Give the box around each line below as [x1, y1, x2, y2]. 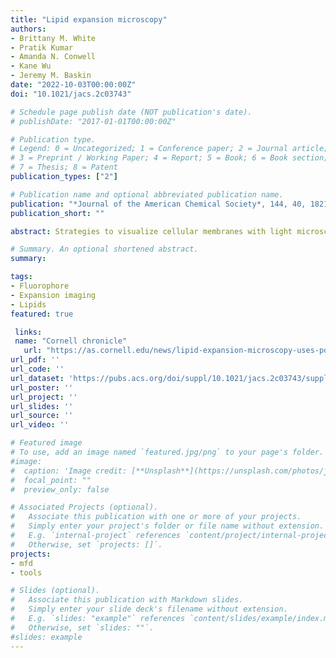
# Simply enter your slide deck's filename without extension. [10, 604, 288, 615]
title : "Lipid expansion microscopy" [10, 14, 168, 25]
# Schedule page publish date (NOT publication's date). [10, 107, 253, 117]
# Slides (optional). [10, 586, 101, 596]
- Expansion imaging [10, 290, 97, 300]
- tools [10, 567, 43, 578]
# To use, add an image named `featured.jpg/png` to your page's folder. [10, 447, 325, 457]
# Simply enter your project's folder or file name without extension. [10, 521, 325, 531]
